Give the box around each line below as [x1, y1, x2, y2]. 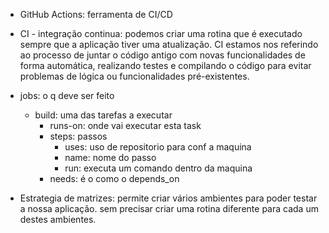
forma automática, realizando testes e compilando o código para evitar [19, 60, 312, 71]
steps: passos [49, 130, 108, 142]
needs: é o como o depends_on [49, 173, 180, 184]
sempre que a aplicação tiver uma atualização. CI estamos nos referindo [19, 39, 319, 50]
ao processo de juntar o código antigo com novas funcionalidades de [19, 49, 306, 61]
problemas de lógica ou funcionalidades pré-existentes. [19, 70, 250, 82]
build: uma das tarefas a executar [34, 109, 173, 121]
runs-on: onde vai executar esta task [49, 120, 202, 131]
